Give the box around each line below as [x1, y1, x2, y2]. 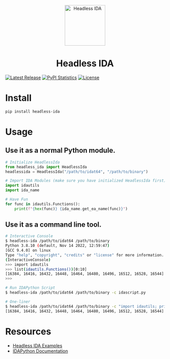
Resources [5, 326, 52, 337]
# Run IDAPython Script [5, 285, 56, 291]
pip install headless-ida [5, 109, 60, 114]
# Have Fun [5, 197, 28, 202]
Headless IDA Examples [12, 342, 62, 348]
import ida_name [5, 188, 39, 193]
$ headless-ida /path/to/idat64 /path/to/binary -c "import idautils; [5, 304, 157, 309]
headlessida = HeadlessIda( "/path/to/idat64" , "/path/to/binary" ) [5, 169, 148, 174]
